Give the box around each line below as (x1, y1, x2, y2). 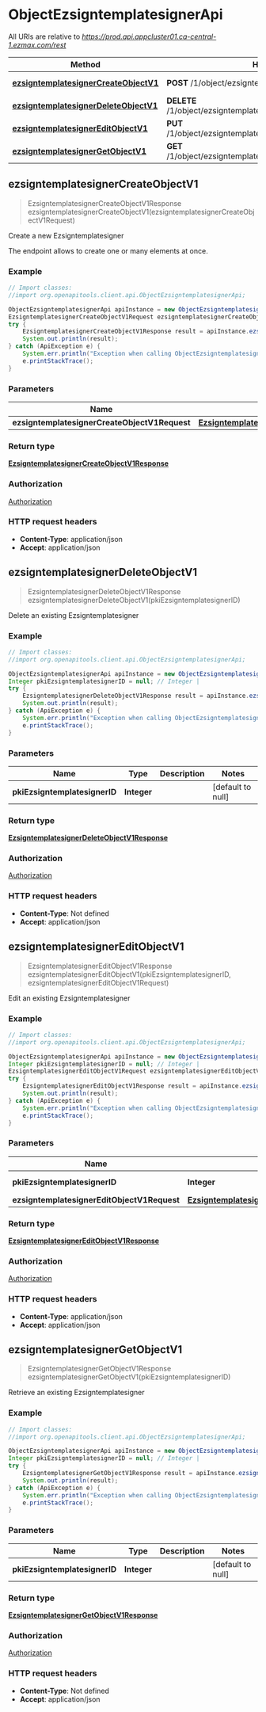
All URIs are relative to (8, 32, 81, 41)
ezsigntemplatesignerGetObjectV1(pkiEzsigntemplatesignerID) (27, 1372, 231, 1382)
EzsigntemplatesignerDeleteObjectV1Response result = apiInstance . (22, 692, 249, 700)
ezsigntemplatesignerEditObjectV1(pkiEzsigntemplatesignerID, (27, 969, 231, 979)
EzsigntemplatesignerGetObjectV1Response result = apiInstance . (22, 1470, 239, 1478)
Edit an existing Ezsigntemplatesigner (8, 993, 131, 1003)
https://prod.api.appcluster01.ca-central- (82, 32, 217, 41)
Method (70, 59, 101, 70)
